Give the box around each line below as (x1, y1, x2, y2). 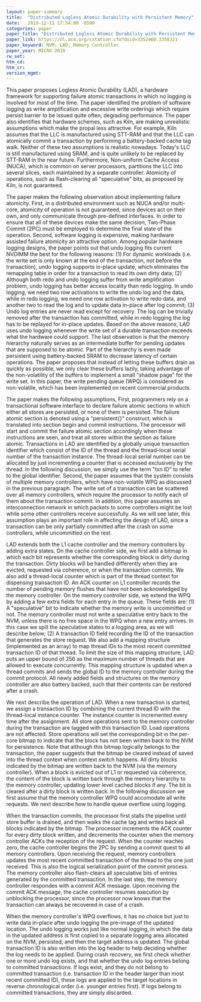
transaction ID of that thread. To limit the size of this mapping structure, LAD (6, 649, 194, 656)
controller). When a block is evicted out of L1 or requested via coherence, (6, 769, 187, 776)
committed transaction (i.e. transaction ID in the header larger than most (6, 970, 184, 977)
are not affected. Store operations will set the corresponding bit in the (6, 731, 178, 738)
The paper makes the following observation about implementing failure (6, 193, 181, 201)
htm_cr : (6, 64, 26, 71)
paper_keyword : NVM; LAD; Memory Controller (6, 42, 119, 48)
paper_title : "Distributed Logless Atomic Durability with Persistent (6, 31, 186, 37)
